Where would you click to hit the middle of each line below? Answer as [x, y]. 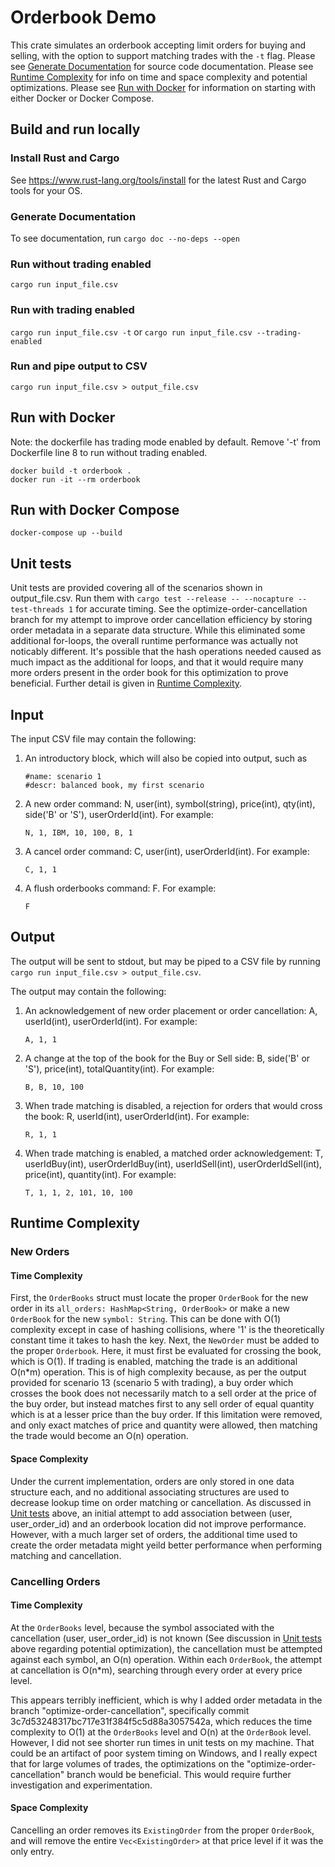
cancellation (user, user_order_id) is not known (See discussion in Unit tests [166, 1638]
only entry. [32, 1851]
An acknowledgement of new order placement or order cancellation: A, [171, 1010]
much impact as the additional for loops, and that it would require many [157, 662]
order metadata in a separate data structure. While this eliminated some [158, 630]
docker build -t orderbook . [71, 471]
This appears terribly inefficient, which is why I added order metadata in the [166, 1700]
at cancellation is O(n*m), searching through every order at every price [156, 1670]
